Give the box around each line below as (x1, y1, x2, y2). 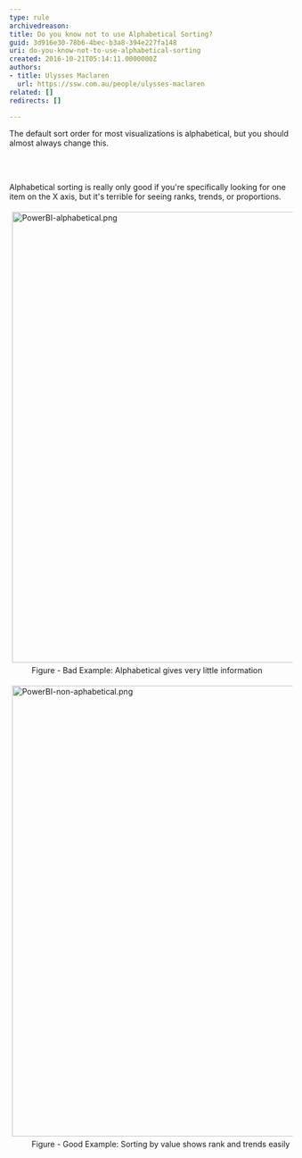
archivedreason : (9, 21, 69, 30)
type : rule (9, 12, 50, 22)
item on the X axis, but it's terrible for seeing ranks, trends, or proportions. (9, 191, 282, 202)
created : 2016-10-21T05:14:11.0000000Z (9, 54, 158, 63)
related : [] (9, 87, 53, 96)
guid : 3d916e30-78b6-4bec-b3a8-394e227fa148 (9, 37, 177, 47)
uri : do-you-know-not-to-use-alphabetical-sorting (9, 46, 201, 55)
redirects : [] (9, 96, 62, 105)
